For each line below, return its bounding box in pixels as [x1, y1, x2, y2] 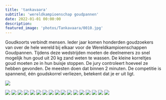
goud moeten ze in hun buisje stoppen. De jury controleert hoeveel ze [5, 60, 148, 66]
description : [5, 21, 32, 26]
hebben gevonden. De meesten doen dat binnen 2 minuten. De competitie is [5, 65, 162, 72]
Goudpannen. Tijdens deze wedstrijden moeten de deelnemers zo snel [5, 50, 150, 56]
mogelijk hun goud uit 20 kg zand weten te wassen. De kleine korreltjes [5, 55, 152, 61]
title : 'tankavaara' [5, 7, 48, 12]
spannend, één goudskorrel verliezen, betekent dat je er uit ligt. [5, 71, 135, 77]
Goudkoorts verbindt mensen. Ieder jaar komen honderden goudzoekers [5, 39, 154, 45]
